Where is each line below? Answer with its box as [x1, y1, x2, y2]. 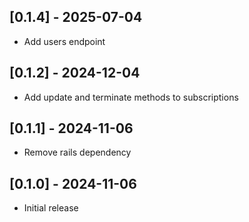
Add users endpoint [23, 35, 106, 47]
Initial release [23, 202, 79, 214]
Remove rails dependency [23, 146, 132, 159]
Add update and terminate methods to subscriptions [23, 91, 239, 103]
